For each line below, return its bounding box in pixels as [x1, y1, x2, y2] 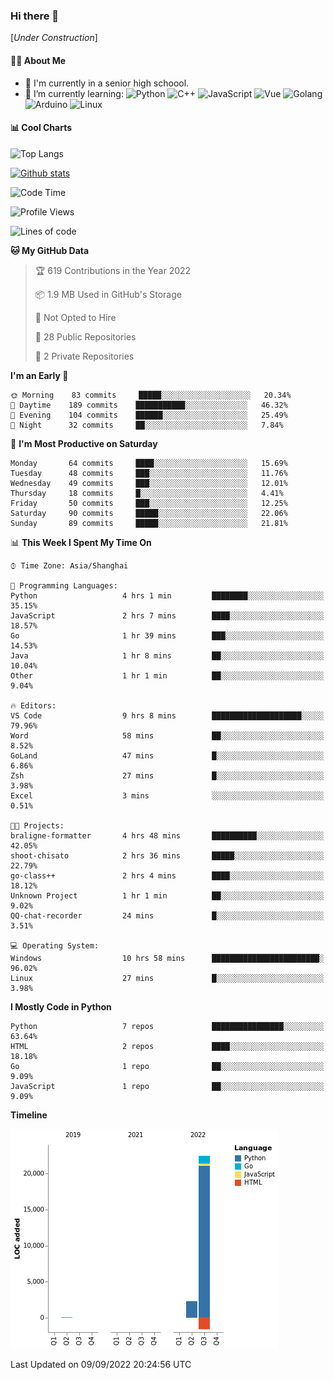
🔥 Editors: [10, 700, 57, 711]
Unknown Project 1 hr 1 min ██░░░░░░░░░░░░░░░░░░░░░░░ [10, 890, 325, 901]
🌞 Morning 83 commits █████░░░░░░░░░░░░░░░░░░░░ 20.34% [10, 390, 292, 400]
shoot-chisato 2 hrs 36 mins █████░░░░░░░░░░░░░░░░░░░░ [10, 850, 325, 861]
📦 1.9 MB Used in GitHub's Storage [34, 288, 182, 300]
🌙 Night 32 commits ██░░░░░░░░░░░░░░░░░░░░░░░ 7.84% [10, 420, 284, 430]
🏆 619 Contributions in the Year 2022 [34, 264, 192, 276]
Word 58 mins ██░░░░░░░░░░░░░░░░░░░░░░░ [10, 730, 325, 741]
